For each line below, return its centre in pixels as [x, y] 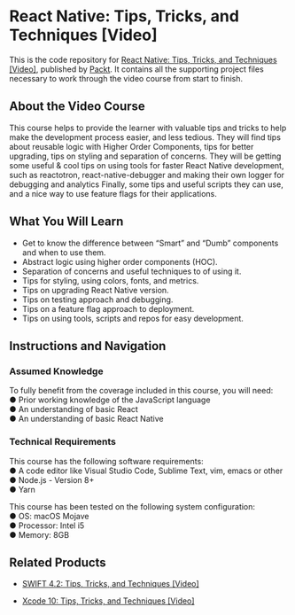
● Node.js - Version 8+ [52, 479]
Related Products [58, 562]
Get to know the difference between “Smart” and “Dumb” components [150, 243]
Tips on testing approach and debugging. [97, 300]
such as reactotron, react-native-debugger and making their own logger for [147, 175]
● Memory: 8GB [39, 534]
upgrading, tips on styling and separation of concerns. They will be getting [145, 156]
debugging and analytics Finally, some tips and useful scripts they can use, [146, 184]
